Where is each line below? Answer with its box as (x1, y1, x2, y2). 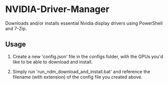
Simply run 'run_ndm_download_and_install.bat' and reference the (12, 68, 151, 74)
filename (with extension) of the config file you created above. (12, 74, 143, 80)
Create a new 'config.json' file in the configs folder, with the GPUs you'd (12, 53, 163, 59)
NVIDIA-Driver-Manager (5, 4, 110, 15)
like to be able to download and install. (12, 59, 93, 65)
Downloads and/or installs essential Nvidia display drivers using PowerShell (5, 20, 163, 26)
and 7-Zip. (5, 25, 27, 31)
